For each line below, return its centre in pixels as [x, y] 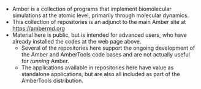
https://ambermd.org [39, 28]
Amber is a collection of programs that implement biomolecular [92, 9]
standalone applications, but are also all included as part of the [100, 74]
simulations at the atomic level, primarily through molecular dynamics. [100, 15]
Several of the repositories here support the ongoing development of [108, 48]
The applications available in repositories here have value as [97, 68]
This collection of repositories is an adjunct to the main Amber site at [99, 22]
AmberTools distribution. [52, 80]
